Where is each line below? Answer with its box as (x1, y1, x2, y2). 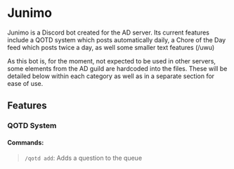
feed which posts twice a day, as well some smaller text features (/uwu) (7, 43, 215, 51)
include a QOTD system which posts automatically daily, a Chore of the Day (7, 35, 226, 44)
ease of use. (7, 79, 44, 87)
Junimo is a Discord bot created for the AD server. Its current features (7, 28, 209, 37)
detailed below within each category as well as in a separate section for (7, 72, 215, 80)
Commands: (7, 138, 44, 146)
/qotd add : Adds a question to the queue (24, 154, 143, 163)
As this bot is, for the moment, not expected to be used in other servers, (7, 56, 216, 65)
